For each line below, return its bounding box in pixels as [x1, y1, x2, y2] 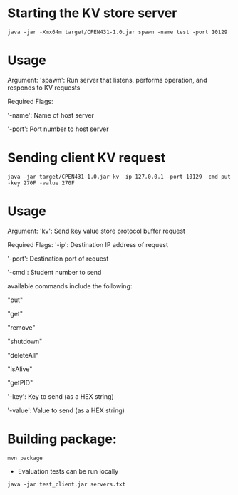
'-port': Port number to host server [7, 125, 109, 133]
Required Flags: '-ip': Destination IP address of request [7, 240, 169, 249]
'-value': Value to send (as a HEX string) [7, 406, 125, 415]
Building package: [7, 431, 117, 447]
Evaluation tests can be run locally [17, 467, 119, 475]
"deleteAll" [7, 350, 39, 359]
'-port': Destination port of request [7, 254, 109, 263]
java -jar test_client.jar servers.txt [7, 481, 126, 488]
